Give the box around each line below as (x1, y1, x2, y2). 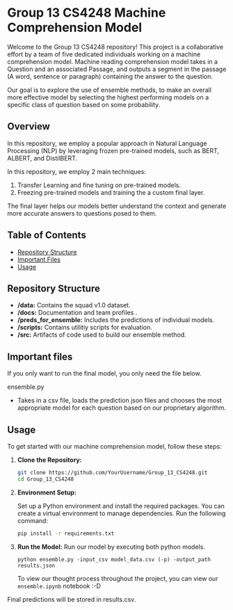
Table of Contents (7, 230, 87, 241)
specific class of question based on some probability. (7, 100, 161, 109)
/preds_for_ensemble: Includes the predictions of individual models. (17, 316, 214, 324)
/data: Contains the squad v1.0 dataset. (17, 301, 131, 310)
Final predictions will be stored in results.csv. (7, 595, 136, 603)
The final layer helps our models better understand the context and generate (7, 202, 227, 210)
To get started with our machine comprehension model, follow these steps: (7, 442, 222, 450)
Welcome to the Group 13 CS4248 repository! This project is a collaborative (7, 42, 224, 51)
